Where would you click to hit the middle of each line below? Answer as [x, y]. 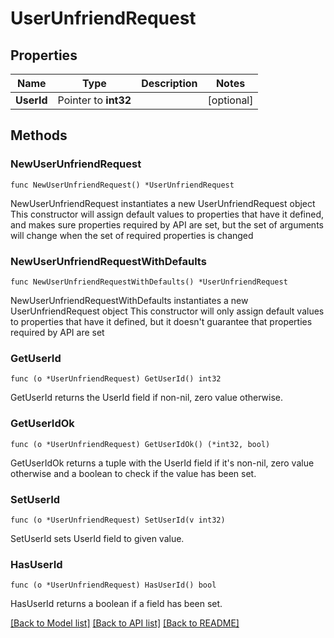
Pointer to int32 [94, 100]
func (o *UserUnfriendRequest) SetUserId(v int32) [118, 520]
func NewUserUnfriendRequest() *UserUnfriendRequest [122, 185]
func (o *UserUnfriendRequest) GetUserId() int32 [116, 379]
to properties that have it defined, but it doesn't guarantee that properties [161, 321]
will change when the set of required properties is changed [132, 235]
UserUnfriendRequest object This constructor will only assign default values [167, 311]
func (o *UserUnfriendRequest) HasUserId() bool [113, 585]
